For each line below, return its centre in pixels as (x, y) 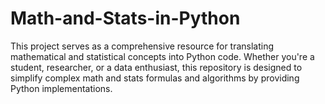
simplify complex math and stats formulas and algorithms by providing (155, 78)
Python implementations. (61, 88)
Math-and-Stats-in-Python (125, 18)
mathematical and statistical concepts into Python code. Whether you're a (162, 56)
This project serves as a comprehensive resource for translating (142, 46)
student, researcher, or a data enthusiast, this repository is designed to (156, 67)
